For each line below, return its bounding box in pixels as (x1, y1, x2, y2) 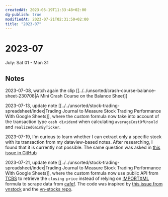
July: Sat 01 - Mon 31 (5, 60, 49, 66)
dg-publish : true (5, 12, 42, 17)
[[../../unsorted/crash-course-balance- (76, 87, 156, 93)
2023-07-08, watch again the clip (5, 87, 75, 93)
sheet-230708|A (5, 93, 39, 98)
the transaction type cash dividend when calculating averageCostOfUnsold (5, 119, 158, 125)
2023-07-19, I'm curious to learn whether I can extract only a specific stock (5, 134, 162, 140)
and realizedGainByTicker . (5, 124, 61, 130)
